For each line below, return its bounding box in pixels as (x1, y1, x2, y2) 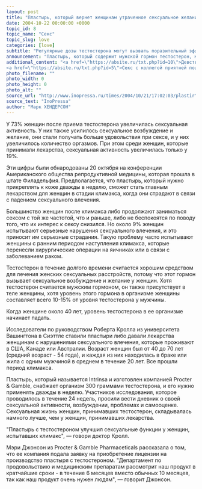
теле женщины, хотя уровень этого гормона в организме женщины (6, 289, 180, 297)
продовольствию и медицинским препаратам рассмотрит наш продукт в (6, 463, 196, 470)
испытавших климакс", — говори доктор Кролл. (6, 432, 129, 439)
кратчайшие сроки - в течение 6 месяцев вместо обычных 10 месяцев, (6, 469, 191, 476)
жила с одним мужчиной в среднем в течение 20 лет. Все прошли (6, 357, 178, 364)
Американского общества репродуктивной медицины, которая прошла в (6, 170, 195, 177)
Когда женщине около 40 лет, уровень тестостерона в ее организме (6, 307, 183, 315)
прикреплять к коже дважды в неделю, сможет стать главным (6, 183, 168, 190)
